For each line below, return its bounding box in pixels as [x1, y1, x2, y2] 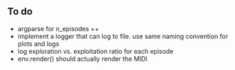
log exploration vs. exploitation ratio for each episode [17, 47, 174, 55]
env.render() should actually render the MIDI [17, 54, 148, 63]
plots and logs [17, 39, 60, 48]
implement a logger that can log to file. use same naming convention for [17, 32, 229, 40]
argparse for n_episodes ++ [17, 24, 99, 33]
